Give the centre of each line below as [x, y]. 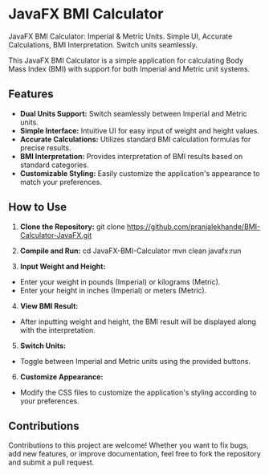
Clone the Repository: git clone [73, 227]
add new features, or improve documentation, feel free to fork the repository [134, 454]
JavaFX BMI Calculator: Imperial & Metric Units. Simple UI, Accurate [120, 36]
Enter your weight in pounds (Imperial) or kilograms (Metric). [120, 281]
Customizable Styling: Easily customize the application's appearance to [140, 173]
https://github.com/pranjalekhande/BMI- [194, 227]
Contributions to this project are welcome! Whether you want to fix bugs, [128, 445]
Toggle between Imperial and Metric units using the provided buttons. [135, 361]
